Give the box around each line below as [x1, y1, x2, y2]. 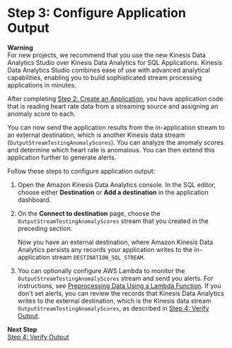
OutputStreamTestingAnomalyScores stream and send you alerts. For [17, 274, 214, 282]
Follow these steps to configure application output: [7, 167, 156, 175]
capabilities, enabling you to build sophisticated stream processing [7, 73, 202, 82]
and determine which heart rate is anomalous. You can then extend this [7, 145, 216, 154]
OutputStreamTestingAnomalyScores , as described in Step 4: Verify [17, 304, 209, 312]
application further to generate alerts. [7, 153, 117, 162]
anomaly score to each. [7, 109, 76, 118]
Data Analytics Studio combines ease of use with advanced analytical [7, 66, 211, 74]
